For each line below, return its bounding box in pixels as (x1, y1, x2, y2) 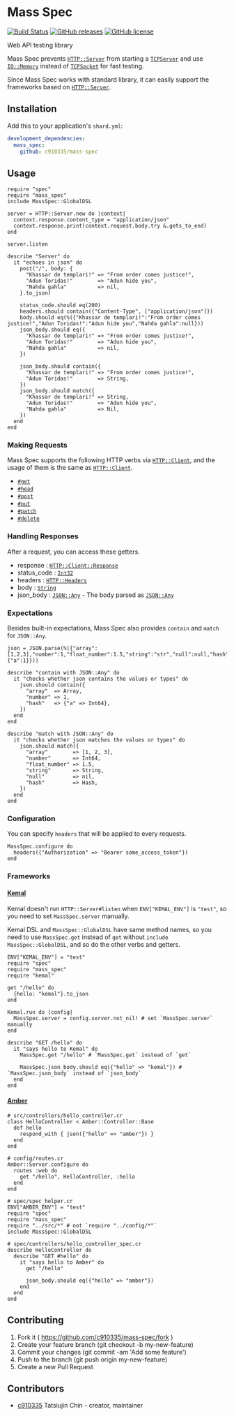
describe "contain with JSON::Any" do (7, 670, 120, 677)
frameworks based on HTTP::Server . (7, 82, 111, 91)
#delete (17, 515, 40, 522)
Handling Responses (7, 531, 79, 541)
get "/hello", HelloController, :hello (19, 1173, 136, 1180)
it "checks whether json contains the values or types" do (13, 675, 189, 683)
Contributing (7, 1314, 64, 1327)
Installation (7, 103, 57, 115)
